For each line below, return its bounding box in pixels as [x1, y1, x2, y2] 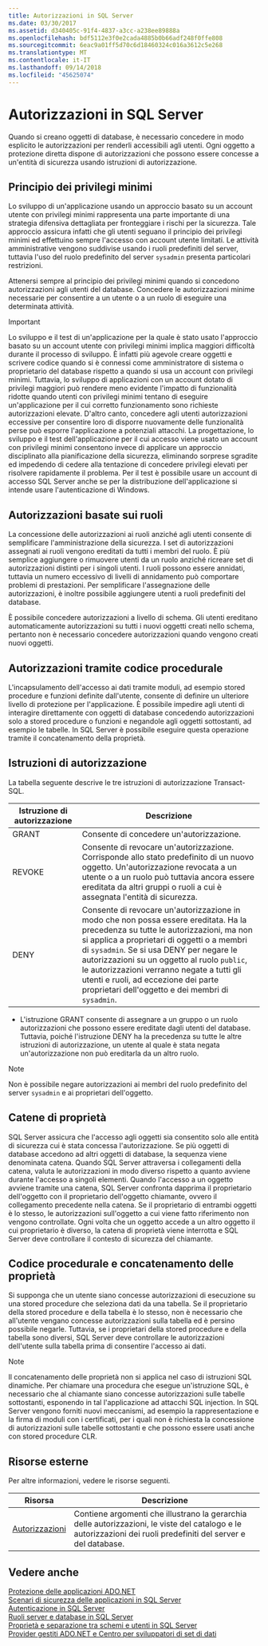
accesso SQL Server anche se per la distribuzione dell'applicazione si [8, 476, 238, 487]
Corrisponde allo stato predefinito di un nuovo [81, 851, 254, 862]
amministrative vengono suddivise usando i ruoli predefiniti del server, [8, 244, 239, 254]
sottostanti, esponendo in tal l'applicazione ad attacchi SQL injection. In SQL [8, 1398, 259, 1407]
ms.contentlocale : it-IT [8, 57, 91, 65]
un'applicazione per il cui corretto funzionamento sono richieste [8, 401, 219, 410]
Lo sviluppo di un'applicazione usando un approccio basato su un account [8, 201, 253, 211]
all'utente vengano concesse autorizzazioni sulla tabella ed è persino [8, 1316, 235, 1325]
